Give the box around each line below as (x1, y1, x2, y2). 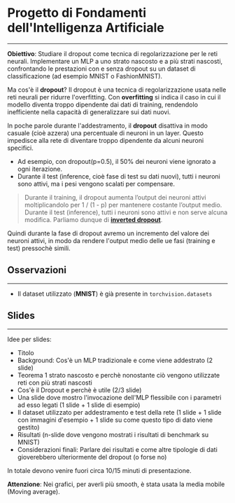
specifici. (7, 144, 34, 152)
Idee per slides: (7, 335, 52, 343)
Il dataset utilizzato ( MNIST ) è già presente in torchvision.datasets (17, 289, 213, 298)
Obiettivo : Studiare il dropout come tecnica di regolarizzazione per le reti (7, 49, 218, 57)
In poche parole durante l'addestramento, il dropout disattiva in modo (7, 121, 208, 130)
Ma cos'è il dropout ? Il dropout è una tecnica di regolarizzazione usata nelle (7, 85, 227, 94)
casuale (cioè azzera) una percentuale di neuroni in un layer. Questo (7, 128, 204, 137)
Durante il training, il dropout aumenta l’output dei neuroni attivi (24, 193, 206, 201)
